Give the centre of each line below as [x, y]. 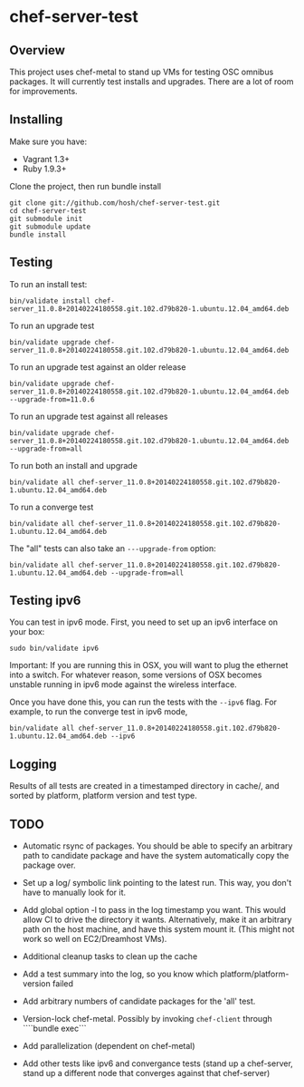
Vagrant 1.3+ [46, 159]
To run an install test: [48, 284]
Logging [33, 764]
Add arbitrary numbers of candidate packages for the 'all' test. [139, 1001]
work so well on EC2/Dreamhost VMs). [95, 939]
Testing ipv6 [45, 601]
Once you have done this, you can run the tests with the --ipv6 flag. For [143, 702]
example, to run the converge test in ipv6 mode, [99, 712]
